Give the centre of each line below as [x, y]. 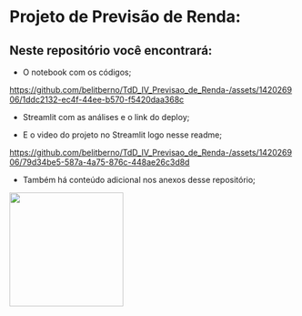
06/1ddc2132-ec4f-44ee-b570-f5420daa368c [97, 99]
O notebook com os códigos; [77, 72]
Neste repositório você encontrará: [111, 51]
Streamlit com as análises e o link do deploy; [106, 117]
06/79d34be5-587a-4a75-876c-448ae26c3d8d [100, 162]
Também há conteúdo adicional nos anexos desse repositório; [139, 180]
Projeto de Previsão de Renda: [125, 17]
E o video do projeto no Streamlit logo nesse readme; [122, 135]
